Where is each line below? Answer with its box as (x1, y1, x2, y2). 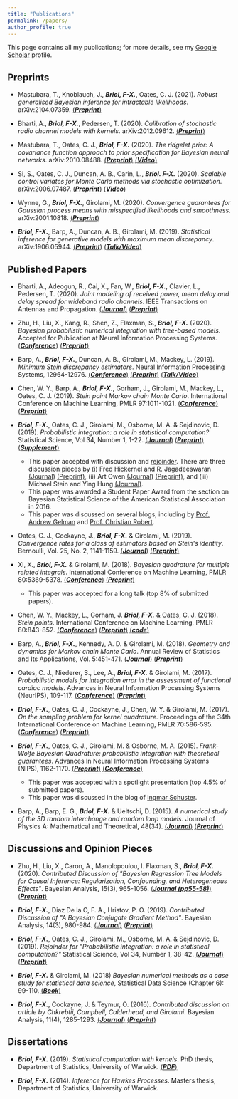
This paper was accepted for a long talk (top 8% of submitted (28, 589, 209, 598)
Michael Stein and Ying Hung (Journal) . (28, 480, 144, 488)
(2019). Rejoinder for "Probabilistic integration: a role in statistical (17, 942, 210, 951)
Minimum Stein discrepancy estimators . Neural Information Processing (17, 363, 225, 371)
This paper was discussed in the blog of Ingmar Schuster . (28, 793, 198, 801)
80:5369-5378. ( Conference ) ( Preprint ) (17, 575, 135, 584)
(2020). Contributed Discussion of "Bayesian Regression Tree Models (17, 869, 222, 877)
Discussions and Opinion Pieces (7, 843, 153, 855)
